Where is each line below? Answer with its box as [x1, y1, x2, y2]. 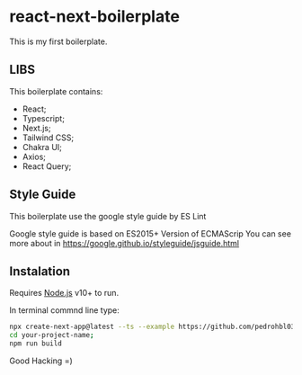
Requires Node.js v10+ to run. [9, 288, 120, 299]
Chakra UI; [22, 141, 63, 152]
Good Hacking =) [9, 355, 74, 366]
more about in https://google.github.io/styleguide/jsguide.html [9, 237, 240, 248]
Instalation [9, 263, 70, 279]
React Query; [22, 160, 72, 172]
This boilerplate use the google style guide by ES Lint [9, 210, 207, 221]
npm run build [9, 339, 63, 348]
